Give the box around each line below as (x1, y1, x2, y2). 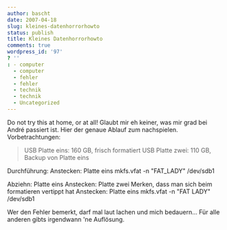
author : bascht (7, 10, 51, 17)
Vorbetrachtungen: (7, 133, 61, 141)
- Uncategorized (13, 100, 60, 106)
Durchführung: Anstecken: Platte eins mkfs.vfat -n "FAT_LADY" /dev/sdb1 (7, 166, 215, 175)
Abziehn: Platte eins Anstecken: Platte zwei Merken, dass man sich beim (7, 180, 213, 188)
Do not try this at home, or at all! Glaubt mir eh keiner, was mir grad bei (7, 118, 208, 126)
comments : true (7, 42, 51, 49)
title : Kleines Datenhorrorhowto (7, 36, 103, 43)
